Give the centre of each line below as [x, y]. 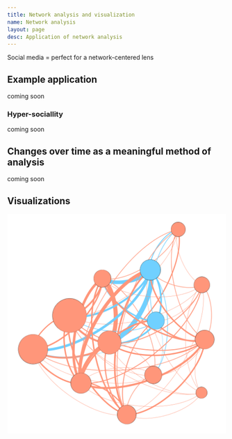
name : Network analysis [42, 22]
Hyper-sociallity [35, 114]
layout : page [26, 29]
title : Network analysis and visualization [71, 15]
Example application [52, 79]
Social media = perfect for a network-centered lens [81, 57]
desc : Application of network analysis [65, 37]
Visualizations [39, 201]
